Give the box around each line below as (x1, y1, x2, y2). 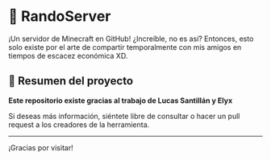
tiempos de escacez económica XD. (8, 51, 128, 60)
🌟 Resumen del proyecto (8, 74, 134, 88)
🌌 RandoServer (8, 7, 111, 26)
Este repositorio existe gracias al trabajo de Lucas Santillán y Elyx (8, 96, 233, 105)
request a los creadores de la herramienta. (8, 120, 150, 129)
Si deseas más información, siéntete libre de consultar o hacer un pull (8, 111, 240, 121)
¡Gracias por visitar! (8, 142, 74, 152)
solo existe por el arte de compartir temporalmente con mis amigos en (8, 42, 242, 51)
